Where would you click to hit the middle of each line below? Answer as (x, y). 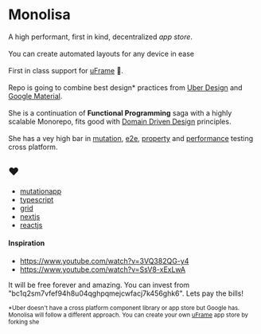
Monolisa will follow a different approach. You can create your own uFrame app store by (129, 315)
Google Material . (35, 96)
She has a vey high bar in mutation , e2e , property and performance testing (131, 138)
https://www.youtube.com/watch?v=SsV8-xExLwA (103, 269)
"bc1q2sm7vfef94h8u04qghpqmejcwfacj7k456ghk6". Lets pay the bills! (126, 293)
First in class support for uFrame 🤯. (66, 70)
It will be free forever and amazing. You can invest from (99, 285)
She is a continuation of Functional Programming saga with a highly (120, 112)
